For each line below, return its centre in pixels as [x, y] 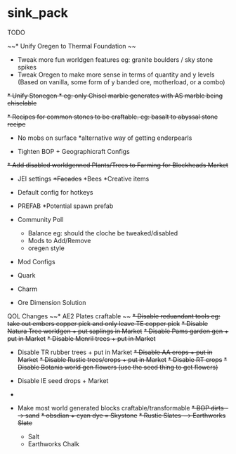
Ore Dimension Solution [52, 302]
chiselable [22, 103]
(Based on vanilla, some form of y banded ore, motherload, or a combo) [121, 82]
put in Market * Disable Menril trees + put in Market [81, 338]
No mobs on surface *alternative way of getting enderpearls [105, 138]
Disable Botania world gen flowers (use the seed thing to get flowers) [118, 367]
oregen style [46, 248]
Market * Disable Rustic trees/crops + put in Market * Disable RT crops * [122, 359]
